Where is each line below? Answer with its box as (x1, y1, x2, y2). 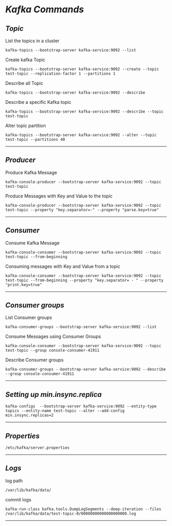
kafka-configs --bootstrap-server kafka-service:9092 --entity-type (5, 404, 157, 409)
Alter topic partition (5, 122, 46, 129)
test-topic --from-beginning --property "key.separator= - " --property (5, 278, 164, 283)
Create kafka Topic (5, 57, 46, 63)
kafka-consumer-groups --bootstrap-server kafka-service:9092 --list (5, 324, 157, 330)
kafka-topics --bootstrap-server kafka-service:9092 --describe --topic (5, 109, 164, 114)
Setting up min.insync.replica (5, 390, 102, 399)
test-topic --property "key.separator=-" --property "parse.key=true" (5, 207, 159, 212)
